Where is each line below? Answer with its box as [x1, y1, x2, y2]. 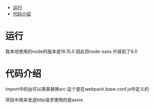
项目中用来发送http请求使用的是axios [5, 96, 83, 103]
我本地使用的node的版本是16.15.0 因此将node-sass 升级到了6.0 [5, 48, 138, 55]
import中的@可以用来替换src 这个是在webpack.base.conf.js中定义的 [5, 86, 149, 92]
